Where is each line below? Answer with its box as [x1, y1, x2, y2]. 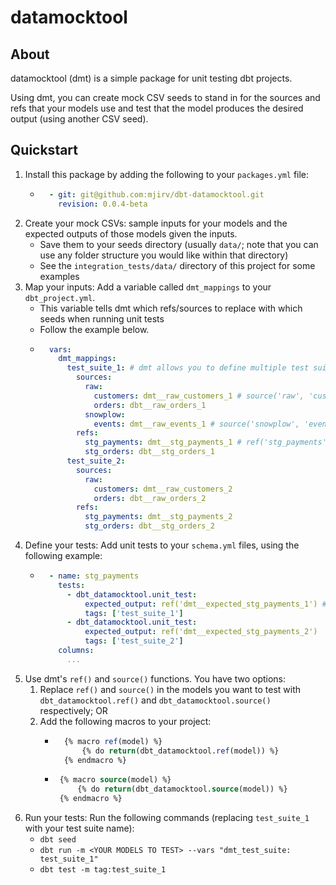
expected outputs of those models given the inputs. [24, 227, 238, 240]
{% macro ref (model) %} [63, 736, 163, 746]
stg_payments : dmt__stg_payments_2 [84, 512, 233, 522]
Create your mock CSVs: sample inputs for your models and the [24, 217, 288, 229]
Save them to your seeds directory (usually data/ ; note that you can [39, 238, 319, 250]
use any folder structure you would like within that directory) [39, 249, 289, 261]
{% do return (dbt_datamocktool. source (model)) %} [77, 784, 288, 795]
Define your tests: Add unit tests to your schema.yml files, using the [24, 539, 300, 551]
